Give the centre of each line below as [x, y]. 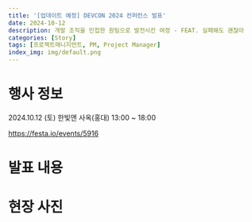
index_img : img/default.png [55, 52]
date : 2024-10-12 [37, 23]
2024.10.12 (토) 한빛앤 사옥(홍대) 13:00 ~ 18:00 [82, 117]
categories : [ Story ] [43, 38]
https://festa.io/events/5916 [54, 133]
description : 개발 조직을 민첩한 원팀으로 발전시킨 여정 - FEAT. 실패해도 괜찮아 [126, 30]
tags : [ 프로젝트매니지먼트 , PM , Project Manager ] [85, 45]
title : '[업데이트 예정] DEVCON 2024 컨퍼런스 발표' [87, 15]
